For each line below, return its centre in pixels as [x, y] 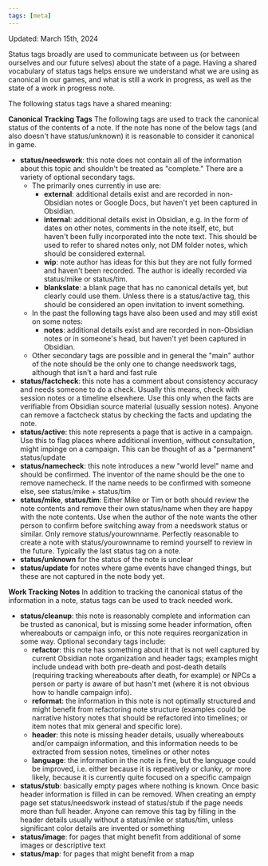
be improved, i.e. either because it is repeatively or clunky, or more [142, 768]
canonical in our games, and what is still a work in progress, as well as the [130, 79]
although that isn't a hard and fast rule [95, 372]
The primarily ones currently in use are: [97, 186]
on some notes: [57, 321]
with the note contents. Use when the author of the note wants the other [138, 517]
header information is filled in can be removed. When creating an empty [138, 794]
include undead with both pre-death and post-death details [129, 666]
